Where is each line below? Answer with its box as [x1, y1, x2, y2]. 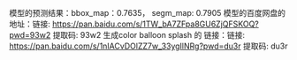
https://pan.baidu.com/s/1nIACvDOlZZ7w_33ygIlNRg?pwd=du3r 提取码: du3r [9, 41, 288, 51]
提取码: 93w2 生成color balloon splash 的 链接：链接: [52, 30, 246, 40]
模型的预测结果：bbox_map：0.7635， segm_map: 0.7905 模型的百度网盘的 [9, 8, 286, 18]
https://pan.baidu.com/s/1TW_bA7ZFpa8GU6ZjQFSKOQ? [51, 19, 259, 29]
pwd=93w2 [9, 30, 51, 40]
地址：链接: [9, 19, 51, 29]
